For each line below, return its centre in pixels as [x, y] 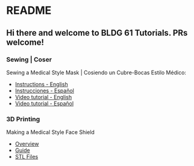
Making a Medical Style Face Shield [51, 132]
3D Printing [23, 119]
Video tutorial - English [43, 97]
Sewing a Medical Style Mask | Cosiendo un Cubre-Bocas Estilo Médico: [96, 72]
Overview [27, 144]
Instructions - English [41, 84]
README [29, 11]
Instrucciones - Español [44, 91]
